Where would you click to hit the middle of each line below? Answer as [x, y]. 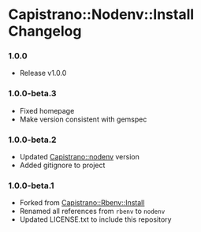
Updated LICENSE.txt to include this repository [95, 219]
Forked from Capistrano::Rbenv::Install [82, 203]
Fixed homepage [47, 110]
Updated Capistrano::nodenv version [79, 157]
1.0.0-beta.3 [32, 94]
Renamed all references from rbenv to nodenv [92, 211]
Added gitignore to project [62, 165]
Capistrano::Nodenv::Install [101, 15]
